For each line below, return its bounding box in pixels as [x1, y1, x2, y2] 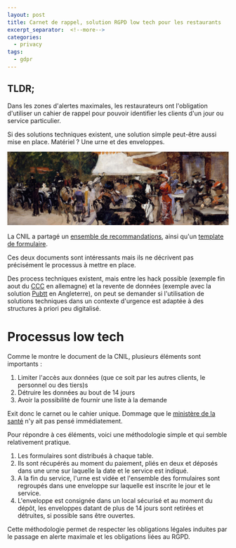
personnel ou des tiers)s [17, 381, 88, 389]
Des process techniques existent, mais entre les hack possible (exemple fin [7, 274, 225, 283]
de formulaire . [7, 240, 48, 248]
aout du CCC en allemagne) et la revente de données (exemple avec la [7, 282, 212, 291]
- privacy [13, 41, 42, 49]
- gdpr [13, 56, 33, 63]
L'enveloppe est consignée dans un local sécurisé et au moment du [17, 496, 213, 504]
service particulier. [7, 116, 62, 125]
